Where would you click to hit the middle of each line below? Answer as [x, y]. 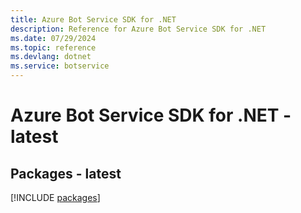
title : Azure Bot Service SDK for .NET [93, 19]
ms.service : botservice [60, 66]
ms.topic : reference [53, 47]
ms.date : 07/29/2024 [53, 38]
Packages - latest [66, 173]
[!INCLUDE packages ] [55, 197]
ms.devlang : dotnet [51, 57]
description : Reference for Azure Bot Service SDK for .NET [138, 29]
